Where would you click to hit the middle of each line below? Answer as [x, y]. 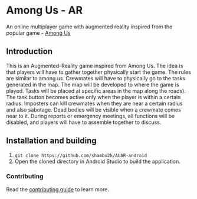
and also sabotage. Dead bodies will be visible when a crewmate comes [93, 109]
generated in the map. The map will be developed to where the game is [93, 84]
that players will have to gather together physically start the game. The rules [99, 72]
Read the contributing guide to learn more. [58, 189]
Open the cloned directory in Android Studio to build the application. [98, 161]
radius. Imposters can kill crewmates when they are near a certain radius [94, 103]
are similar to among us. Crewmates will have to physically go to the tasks [96, 78]
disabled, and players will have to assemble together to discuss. [84, 122]
